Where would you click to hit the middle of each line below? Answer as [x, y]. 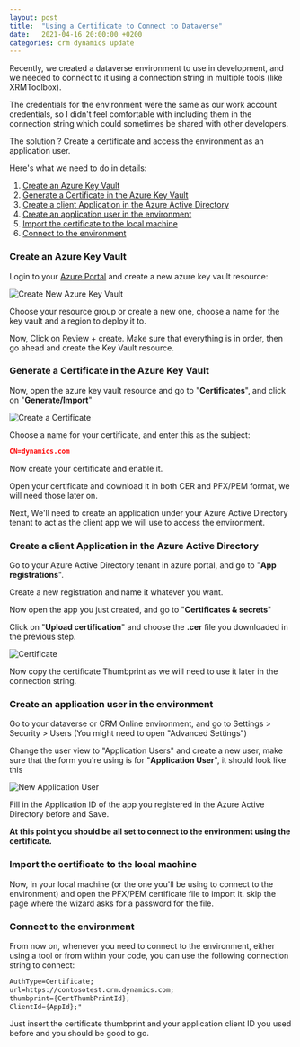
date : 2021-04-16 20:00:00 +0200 [76, 34]
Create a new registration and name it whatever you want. [116, 592]
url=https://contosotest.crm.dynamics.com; [92, 989]
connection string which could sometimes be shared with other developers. [149, 124]
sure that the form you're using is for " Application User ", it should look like [148, 760]
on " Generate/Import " [51, 400]
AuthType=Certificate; [52, 981]
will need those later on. [54, 495]
